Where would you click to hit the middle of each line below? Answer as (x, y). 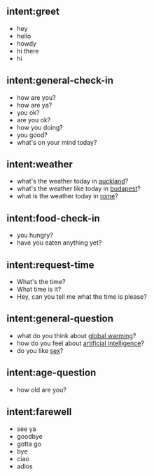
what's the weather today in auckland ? (72, 181)
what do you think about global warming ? (76, 335)
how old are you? (42, 390)
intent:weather (40, 165)
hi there (28, 51)
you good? (32, 135)
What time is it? (39, 289)
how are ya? (34, 105)
